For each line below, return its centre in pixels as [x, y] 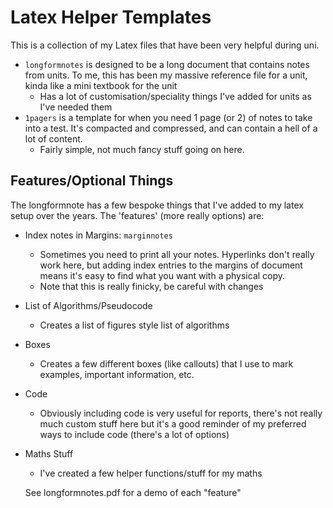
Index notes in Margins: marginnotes [98, 235]
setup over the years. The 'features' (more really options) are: [137, 215]
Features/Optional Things [92, 181]
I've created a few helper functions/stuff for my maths [151, 473]
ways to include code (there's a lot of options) [134, 434]
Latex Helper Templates [111, 17]
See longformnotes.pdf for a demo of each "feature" [133, 492]
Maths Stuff [49, 453]
